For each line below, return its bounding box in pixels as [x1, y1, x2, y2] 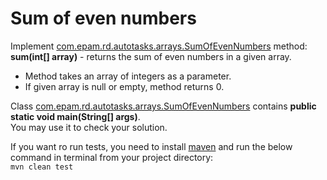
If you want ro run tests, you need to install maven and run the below [10, 140, 293, 152]
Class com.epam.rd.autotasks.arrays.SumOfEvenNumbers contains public [10, 100, 317, 112]
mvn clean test [10, 162, 74, 172]
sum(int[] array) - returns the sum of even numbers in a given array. [10, 50, 292, 62]
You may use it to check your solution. [10, 121, 168, 133]
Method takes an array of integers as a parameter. [24, 70, 232, 82]
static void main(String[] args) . [10, 110, 141, 122]
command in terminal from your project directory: [10, 151, 214, 163]
